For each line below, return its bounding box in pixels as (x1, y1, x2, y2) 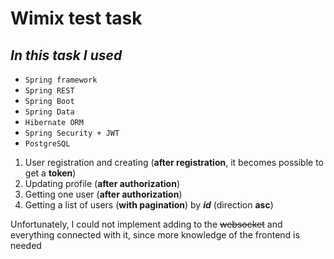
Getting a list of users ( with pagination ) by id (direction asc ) (24, 199, 274, 211)
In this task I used (10, 47, 123, 64)
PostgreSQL (24, 139, 71, 149)
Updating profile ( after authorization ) (24, 178, 181, 189)
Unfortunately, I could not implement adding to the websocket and (10, 218, 283, 230)
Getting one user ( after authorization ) (24, 188, 183, 200)
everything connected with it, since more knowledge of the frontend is (10, 229, 300, 241)
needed (10, 240, 42, 251)
